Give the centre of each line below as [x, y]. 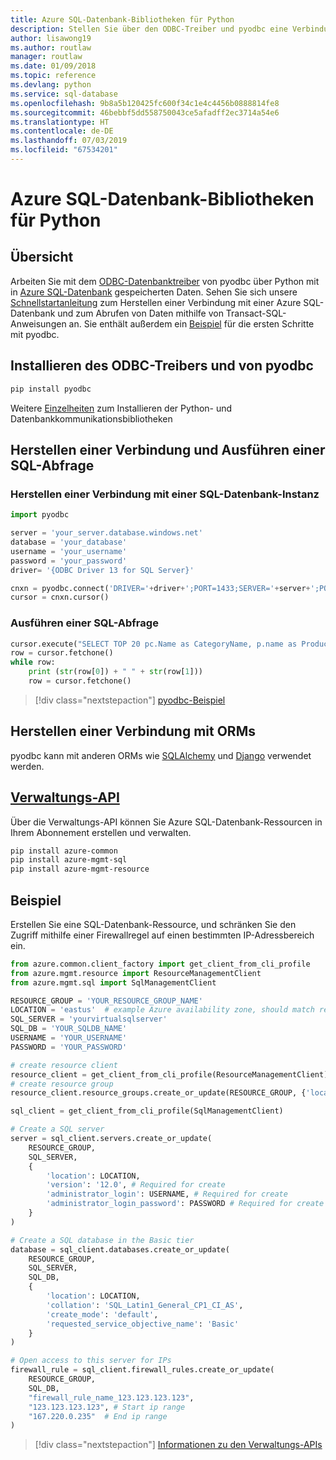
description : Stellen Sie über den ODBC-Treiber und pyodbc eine [149, 29]
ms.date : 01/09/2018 [53, 66]
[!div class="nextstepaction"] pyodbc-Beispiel [130, 700]
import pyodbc [40, 515]
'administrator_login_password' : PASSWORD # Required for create [185, 1204]
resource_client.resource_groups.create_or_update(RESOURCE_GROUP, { [158, 1093]
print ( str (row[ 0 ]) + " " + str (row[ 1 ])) [115, 672]
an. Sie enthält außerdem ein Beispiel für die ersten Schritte [191, 323]
